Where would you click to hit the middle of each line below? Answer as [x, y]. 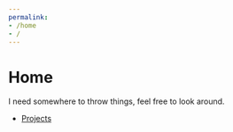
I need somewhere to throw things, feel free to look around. [116, 101]
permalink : [28, 17]
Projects [36, 119]
